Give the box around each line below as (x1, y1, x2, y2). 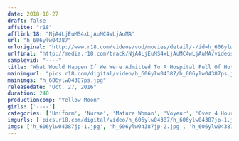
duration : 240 (7, 90, 50, 97)
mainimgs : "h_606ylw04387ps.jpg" (7, 76, 107, 84)
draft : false (7, 17, 46, 24)
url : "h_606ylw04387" (7, 37, 72, 44)
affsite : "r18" (7, 23, 53, 31)
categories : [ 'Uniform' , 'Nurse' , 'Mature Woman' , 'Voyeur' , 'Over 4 (7, 110, 218, 117)
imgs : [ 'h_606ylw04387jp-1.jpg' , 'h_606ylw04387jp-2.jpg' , (7, 122, 186, 130)
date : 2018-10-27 (7, 10, 59, 18)
